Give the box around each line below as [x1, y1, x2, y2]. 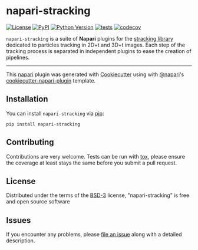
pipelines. [6, 54, 30, 61]
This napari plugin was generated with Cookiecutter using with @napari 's [6, 71, 184, 78]
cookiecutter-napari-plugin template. [6, 77, 96, 84]
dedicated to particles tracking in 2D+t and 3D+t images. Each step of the [6, 41, 186, 48]
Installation [6, 94, 48, 104]
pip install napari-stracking [6, 121, 81, 127]
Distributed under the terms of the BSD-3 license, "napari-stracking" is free [6, 192, 190, 199]
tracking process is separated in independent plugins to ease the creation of [6, 47, 192, 54]
